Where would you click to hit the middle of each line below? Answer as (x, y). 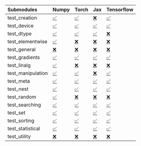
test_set (17, 113)
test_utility (19, 137)
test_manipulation (28, 73)
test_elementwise (27, 42)
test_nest (18, 89)
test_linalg (19, 65)
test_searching (24, 105)
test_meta (19, 81)
